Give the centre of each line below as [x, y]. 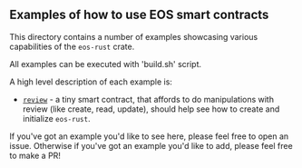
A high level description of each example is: [91, 82]
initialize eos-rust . [56, 118]
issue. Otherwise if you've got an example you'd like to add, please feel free [151, 145]
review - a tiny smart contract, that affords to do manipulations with [148, 99]
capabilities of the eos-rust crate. [72, 46]
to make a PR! [35, 155]
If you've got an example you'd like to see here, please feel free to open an [149, 136]
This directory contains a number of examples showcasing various [134, 36]
